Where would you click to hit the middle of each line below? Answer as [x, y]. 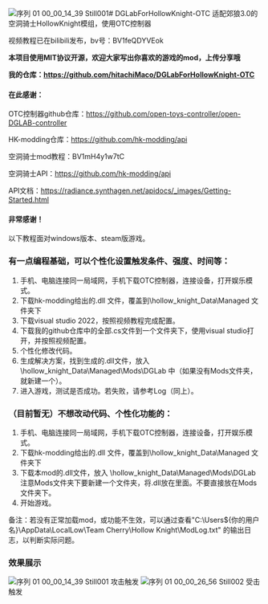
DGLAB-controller [38, 123]
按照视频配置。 [66, 341]
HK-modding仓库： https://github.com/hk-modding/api [98, 140]
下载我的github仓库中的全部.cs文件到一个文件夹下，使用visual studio [133, 330]
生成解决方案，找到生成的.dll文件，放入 [85, 361]
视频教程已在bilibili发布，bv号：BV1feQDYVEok [86, 41]
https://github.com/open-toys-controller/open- [163, 114]
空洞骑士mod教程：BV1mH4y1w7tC [67, 157]
